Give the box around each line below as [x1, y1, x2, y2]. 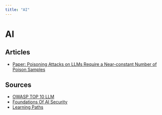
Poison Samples [12, 66, 46, 72]
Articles [5, 48, 31, 57]
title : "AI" [5, 7, 30, 12]
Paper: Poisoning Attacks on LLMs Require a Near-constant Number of [12, 61, 157, 67]
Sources [5, 81, 32, 89]
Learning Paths [12, 104, 44, 110]
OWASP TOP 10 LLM [12, 94, 54, 100]
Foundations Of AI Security [12, 99, 68, 105]
